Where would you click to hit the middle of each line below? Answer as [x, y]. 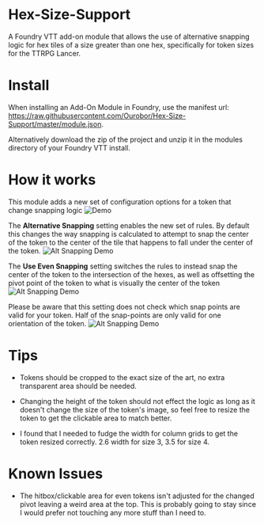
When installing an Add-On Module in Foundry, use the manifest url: [119, 107]
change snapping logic [45, 210]
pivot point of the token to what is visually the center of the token [114, 283]
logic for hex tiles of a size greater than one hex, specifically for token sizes [131, 44]
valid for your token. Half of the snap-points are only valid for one [115, 315]
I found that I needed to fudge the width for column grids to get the [129, 433]
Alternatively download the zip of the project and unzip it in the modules [126, 139]
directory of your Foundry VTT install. [69, 147]
